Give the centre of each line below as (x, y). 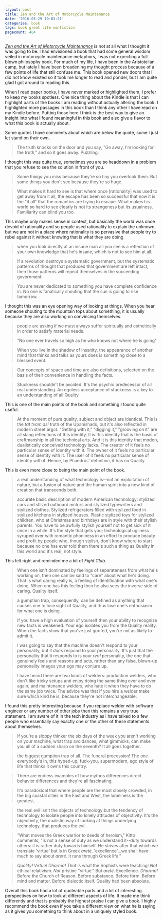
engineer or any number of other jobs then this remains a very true (72, 711)
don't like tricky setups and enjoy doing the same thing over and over (86, 681)
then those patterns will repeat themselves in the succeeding (78, 271)
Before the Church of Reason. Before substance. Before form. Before (86, 876)
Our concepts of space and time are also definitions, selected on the (86, 370)
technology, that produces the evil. (52, 826)
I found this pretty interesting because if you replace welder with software (79, 706)
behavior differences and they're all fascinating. (65, 781)
